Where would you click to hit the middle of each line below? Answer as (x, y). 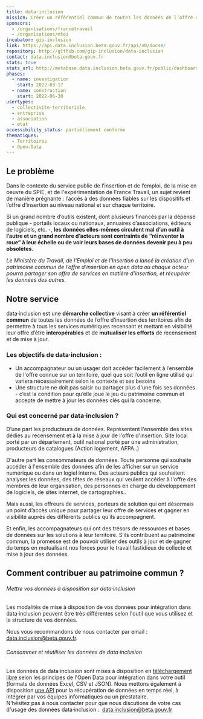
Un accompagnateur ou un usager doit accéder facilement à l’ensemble (104, 368)
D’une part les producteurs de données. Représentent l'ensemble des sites (99, 429)
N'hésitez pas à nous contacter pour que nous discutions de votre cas (94, 703)
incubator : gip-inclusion (39, 40)
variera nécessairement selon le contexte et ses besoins (85, 381)
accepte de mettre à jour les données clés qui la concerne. (88, 400)
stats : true (21, 62)
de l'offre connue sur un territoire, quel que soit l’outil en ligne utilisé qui (105, 374)
